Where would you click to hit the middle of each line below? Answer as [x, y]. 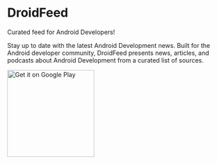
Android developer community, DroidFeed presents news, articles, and [108, 53]
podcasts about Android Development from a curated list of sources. [105, 60]
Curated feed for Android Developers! [61, 32]
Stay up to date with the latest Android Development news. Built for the [109, 45]
